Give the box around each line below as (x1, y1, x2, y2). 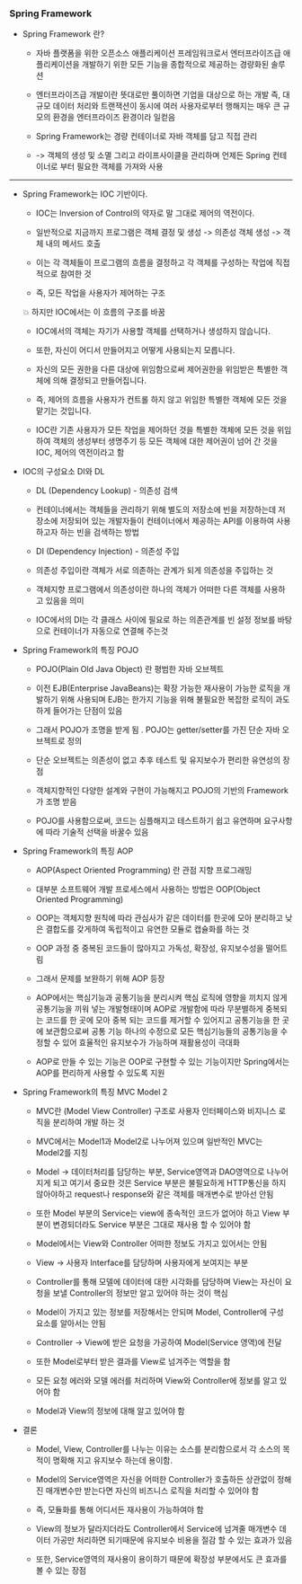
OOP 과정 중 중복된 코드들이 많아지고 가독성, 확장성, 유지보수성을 (35, 942, 264, 954)
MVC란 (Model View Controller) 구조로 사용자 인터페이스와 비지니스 (35, 1106, 277, 1117)
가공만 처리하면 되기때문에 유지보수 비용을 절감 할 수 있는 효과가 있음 (52, 1535, 293, 1545)
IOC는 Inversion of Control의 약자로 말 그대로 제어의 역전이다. (35, 208, 255, 218)
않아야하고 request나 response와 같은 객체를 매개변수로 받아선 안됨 (35, 1189, 274, 1199)
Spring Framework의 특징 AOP (22, 845, 134, 856)
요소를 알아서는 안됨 (35, 1318, 106, 1329)
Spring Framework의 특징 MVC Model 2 (22, 1086, 168, 1098)
